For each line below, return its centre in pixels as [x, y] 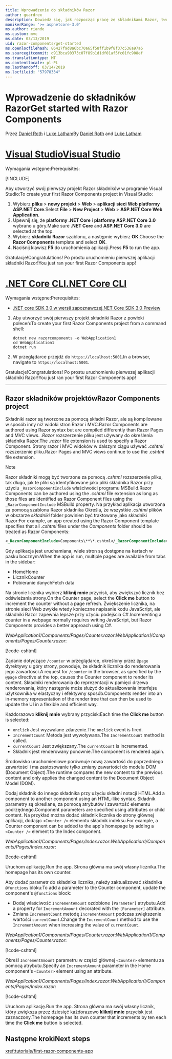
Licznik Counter [29, 577]
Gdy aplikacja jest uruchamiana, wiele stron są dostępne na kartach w [79, 551]
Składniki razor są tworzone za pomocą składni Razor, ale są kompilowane [84, 419]
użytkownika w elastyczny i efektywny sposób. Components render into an [84, 693]
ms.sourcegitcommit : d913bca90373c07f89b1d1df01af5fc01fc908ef [74, 53]
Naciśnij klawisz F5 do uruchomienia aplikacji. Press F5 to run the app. [87, 248]
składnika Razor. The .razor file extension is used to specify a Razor [76, 441]
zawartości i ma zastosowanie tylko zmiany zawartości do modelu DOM [81, 767]
